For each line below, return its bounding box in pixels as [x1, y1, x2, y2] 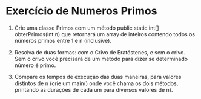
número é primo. [14, 62, 56, 69]
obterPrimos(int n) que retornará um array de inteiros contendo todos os [14, 30, 195, 37]
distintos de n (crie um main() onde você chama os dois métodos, [14, 80, 179, 87]
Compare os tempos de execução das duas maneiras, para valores [14, 73, 182, 80]
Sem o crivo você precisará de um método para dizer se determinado [14, 55, 188, 62]
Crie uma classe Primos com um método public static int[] [14, 24, 159, 31]
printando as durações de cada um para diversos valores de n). [14, 86, 173, 93]
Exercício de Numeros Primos [5, 4, 157, 18]
